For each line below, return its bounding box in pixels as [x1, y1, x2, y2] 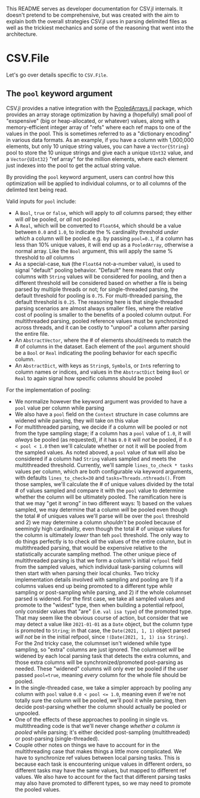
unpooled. [14, 709, 40, 717]
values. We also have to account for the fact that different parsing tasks [14, 773, 191, 780]
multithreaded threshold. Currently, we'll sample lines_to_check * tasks [14, 461, 194, 469]
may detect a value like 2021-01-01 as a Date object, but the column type [14, 620, 193, 627]
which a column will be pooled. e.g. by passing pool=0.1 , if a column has [14, 235, 194, 242]
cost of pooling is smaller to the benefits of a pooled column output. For [14, 311, 192, 318]
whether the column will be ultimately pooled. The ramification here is [14, 493, 187, 500]
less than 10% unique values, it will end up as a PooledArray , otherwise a [14, 241, 193, 248]
